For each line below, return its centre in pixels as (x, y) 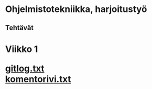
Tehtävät (19, 28)
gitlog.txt (25, 68)
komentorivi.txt (38, 79)
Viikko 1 (22, 49)
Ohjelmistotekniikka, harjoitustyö (76, 9)
